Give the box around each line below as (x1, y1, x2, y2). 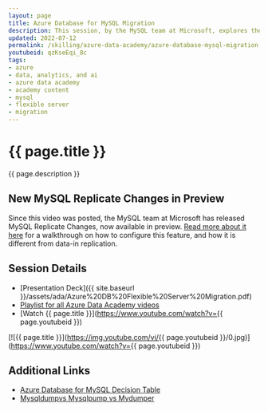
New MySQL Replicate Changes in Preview (8, 192, 225, 206)
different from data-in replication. (8, 239, 118, 248)
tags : (8, 57, 26, 65)
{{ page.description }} (8, 168, 81, 178)
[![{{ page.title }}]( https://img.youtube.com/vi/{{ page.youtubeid (8, 332, 219, 342)
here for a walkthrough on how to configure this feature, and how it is (8, 230, 236, 239)
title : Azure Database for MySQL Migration (8, 19, 156, 27)
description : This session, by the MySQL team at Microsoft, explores (8, 26, 248, 34)
